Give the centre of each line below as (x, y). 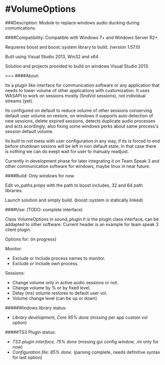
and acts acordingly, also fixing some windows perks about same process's (82, 126)
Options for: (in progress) (31, 239)
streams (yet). (19, 101)
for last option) (27, 357)
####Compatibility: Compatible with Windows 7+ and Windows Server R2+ (82, 37)
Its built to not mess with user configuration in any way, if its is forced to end (82, 141)
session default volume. (29, 131)
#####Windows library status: (36, 308)
